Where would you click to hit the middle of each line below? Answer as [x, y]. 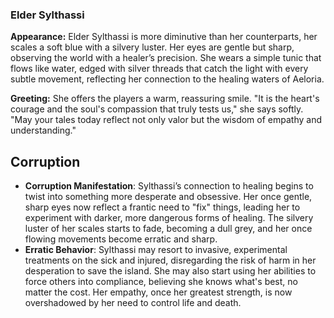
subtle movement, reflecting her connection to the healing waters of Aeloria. [167, 79]
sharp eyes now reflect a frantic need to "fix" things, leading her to [162, 207]
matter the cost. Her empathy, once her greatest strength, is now [158, 292]
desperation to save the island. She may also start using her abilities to [170, 271]
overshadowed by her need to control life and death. [133, 303]
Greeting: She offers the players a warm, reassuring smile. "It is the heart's [165, 99]
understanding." [43, 130]
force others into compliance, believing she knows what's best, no [161, 282]
